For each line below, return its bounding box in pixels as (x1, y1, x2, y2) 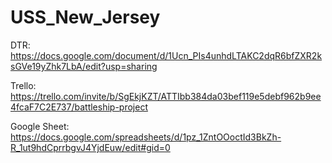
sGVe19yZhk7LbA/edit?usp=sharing (10, 60, 158, 72)
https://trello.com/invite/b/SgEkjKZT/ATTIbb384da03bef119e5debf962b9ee (10, 90, 322, 102)
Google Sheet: (10, 120, 70, 132)
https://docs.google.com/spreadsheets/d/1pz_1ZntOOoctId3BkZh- (10, 131, 282, 143)
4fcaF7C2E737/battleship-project (10, 101, 148, 113)
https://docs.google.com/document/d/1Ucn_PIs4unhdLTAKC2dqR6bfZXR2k (10, 49, 323, 61)
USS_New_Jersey (10, 6, 161, 29)
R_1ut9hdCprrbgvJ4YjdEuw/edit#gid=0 (10, 141, 171, 153)
